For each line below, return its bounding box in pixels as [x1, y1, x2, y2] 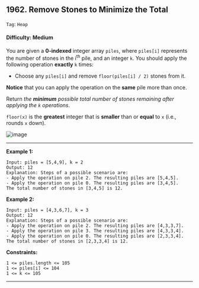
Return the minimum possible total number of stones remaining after [6, 95, 175, 103]
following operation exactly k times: [6, 60, 94, 68]
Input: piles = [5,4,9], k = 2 [6, 159, 84, 165]
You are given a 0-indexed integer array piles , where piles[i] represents [6, 47, 188, 55]
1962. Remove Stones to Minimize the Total [6, 5, 169, 15]
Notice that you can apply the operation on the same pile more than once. [6, 84, 188, 91]
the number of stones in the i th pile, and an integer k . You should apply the [6, 53, 187, 62]
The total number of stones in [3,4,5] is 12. [6, 185, 123, 191]
